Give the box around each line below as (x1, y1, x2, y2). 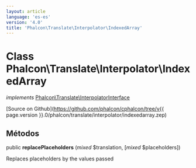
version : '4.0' (6, 19, 43, 25)
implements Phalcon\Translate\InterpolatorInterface (6, 94, 130, 101)
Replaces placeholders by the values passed (6, 155, 114, 162)
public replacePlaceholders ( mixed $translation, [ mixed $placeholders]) (6, 144, 181, 150)
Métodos (6, 128, 40, 138)
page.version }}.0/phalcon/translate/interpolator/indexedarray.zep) (6, 111, 167, 118)
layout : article (6, 8, 46, 15)
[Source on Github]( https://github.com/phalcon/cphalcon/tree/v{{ (6, 106, 164, 113)
